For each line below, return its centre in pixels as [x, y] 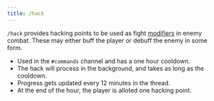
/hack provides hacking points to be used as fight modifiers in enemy [105, 33]
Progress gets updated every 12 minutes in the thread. [94, 82]
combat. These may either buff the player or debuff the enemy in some [107, 40]
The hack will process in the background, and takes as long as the [110, 68]
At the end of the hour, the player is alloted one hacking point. [104, 90]
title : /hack [26, 13]
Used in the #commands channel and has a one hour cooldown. [104, 61]
